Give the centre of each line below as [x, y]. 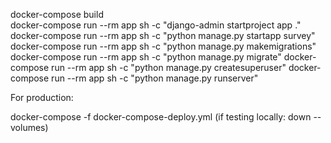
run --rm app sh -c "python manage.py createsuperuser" [169, 67]
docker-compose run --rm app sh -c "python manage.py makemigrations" [163, 46]
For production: [42, 97]
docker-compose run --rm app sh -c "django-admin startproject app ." [156, 25]
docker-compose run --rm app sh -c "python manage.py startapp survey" [163, 35]
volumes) [29, 127]
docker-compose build [57, 14]
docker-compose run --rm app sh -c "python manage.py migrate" [146, 57]
